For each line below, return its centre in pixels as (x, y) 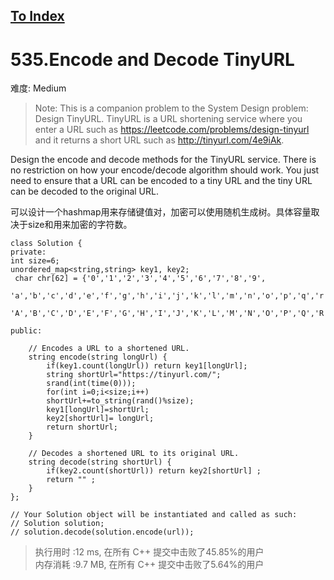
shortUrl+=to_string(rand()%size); (120, 401)
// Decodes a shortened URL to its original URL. (134, 454)
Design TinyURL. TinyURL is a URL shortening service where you (168, 119)
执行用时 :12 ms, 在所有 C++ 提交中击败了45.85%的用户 (149, 552)
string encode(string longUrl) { (98, 357)
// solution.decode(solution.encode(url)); (102, 532)
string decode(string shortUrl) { (100, 462)
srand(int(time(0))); (91, 384)
